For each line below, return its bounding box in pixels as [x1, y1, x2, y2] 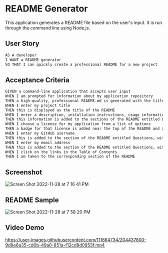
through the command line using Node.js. [5, 24, 90, 30]
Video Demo [5, 223, 44, 232]
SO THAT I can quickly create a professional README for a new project [5, 62, 157, 67]
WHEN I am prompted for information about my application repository [5, 93, 153, 99]
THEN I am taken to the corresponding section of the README [5, 154, 135, 159]
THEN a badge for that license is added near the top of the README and [5, 126, 160, 131]
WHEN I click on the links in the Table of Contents [5, 149, 117, 154]
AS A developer [5, 52, 37, 57]
